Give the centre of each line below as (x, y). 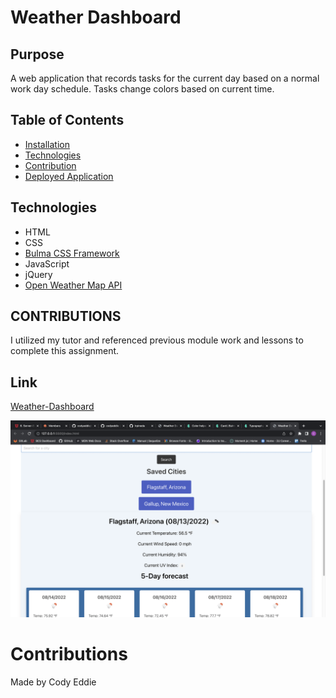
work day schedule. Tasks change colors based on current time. (142, 89)
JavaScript (47, 263)
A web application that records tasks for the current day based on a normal (165, 78)
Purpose (37, 54)
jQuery (38, 274)
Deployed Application (69, 176)
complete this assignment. (65, 351)
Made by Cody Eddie (53, 682)
